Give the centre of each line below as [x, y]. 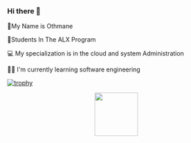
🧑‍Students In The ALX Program [52, 40]
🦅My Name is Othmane [40, 26]
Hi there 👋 [24, 11]
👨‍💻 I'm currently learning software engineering [74, 69]
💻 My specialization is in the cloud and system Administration [96, 53]
